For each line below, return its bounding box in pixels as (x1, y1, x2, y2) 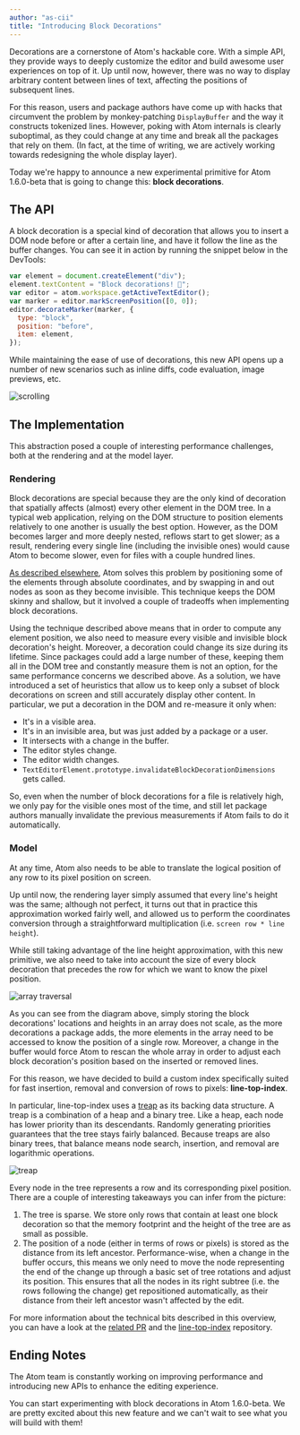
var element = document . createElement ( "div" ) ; (9, 272, 186, 281)
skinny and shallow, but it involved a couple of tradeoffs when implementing (9, 596, 289, 607)
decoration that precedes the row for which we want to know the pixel (9, 964, 268, 974)
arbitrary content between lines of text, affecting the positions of (9, 74, 248, 85)
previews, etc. (9, 374, 62, 385)
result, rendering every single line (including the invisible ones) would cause (9, 540, 290, 551)
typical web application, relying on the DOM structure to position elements (9, 512, 284, 523)
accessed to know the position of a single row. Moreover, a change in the (9, 1036, 279, 1047)
